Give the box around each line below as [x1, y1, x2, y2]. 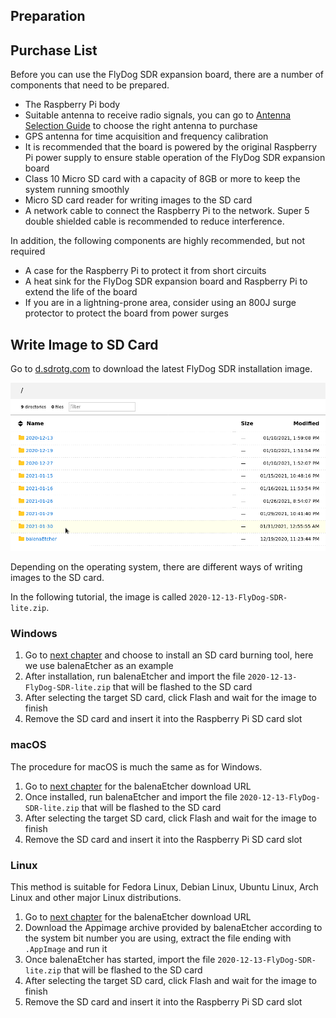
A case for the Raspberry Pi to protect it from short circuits [24, 265, 267, 277]
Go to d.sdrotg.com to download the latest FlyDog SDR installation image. [10, 363, 313, 375]
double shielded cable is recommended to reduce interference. [24, 215, 285, 228]
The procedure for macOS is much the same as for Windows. [10, 760, 263, 773]
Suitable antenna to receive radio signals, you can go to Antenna [24, 109, 292, 121]
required [10, 245, 46, 258]
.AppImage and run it [24, 942, 108, 954]
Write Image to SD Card [10, 336, 159, 353]
